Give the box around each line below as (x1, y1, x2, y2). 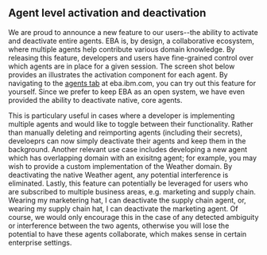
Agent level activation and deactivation (8, 6, 207, 20)
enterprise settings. (8, 237, 72, 247)
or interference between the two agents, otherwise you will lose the (8, 221, 230, 230)
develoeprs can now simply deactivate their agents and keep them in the (8, 135, 246, 146)
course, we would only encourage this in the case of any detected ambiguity (8, 212, 259, 222)
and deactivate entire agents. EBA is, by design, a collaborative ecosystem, (8, 36, 254, 45)
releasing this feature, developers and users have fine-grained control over (8, 53, 254, 62)
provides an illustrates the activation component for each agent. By (8, 69, 228, 79)
